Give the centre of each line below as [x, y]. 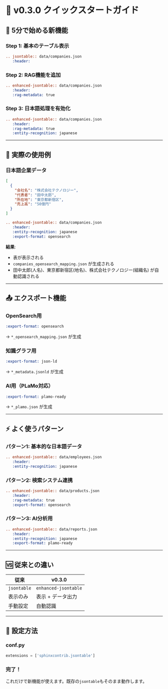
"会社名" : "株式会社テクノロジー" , [47, 190]
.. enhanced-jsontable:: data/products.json [53, 491]
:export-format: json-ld [31, 362]
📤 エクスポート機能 [36, 298]
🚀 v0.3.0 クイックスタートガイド [72, 10]
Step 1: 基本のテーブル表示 [37, 46]
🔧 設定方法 [22, 631]
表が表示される [28, 257]
